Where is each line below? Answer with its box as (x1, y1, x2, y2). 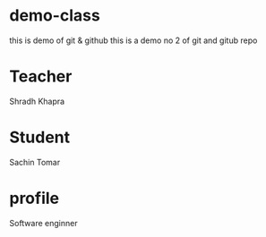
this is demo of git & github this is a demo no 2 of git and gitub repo (9, 35, 258, 46)
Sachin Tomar (9, 157, 61, 167)
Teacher (9, 66, 73, 87)
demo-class (9, 5, 100, 26)
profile (9, 189, 60, 208)
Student (9, 127, 71, 148)
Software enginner (9, 217, 78, 228)
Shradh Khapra (9, 96, 65, 106)
